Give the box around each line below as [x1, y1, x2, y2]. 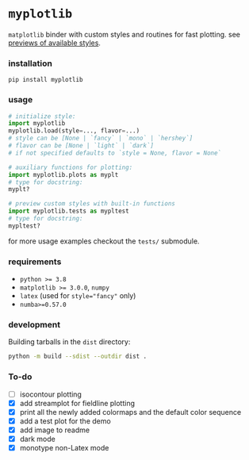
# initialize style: [8, 112, 77, 121]
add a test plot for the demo [19, 416, 111, 426]
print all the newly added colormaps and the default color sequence [19, 407, 242, 416]
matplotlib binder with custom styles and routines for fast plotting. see [8, 29, 240, 39]
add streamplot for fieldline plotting [19, 398, 136, 408]
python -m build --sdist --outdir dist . [8, 352, 147, 361]
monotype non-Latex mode [19, 443, 109, 452]
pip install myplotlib [8, 76, 83, 84]
